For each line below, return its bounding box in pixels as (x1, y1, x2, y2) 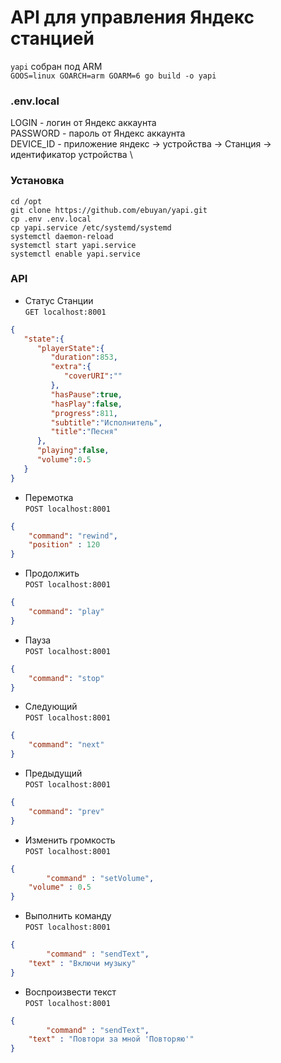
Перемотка (24, 491, 74, 503)
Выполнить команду (24, 910, 112, 922)
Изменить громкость (24, 834, 116, 846)
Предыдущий (24, 767, 83, 780)
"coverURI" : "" (63, 371, 123, 381)
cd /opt (10, 196, 43, 206)
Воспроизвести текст (24, 986, 117, 998)
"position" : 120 (28, 540, 101, 550)
